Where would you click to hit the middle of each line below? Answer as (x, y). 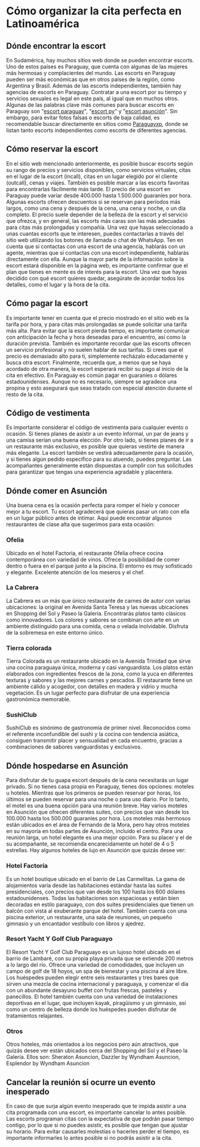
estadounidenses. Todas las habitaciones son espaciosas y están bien (93, 898)
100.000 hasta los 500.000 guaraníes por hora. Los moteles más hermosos (99, 819)
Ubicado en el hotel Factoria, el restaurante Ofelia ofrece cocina (85, 553)
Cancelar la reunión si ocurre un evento (81, 1082)
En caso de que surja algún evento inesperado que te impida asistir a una (96, 1106)
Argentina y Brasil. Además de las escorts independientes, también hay (94, 86)
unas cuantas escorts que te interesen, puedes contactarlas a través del (95, 233)
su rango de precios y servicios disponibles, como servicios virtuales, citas (99, 170)
